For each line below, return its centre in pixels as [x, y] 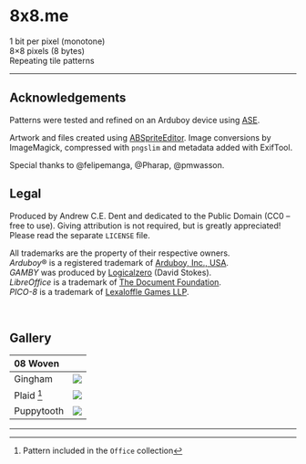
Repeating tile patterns [52, 60]
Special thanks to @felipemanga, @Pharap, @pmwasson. [117, 164]
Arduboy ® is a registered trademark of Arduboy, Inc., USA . [119, 262]
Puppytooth [39, 410]
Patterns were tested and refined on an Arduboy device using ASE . [135, 120]
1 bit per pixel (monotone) [57, 41]
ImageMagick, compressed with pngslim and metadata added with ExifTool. [151, 147]
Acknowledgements [68, 98]
